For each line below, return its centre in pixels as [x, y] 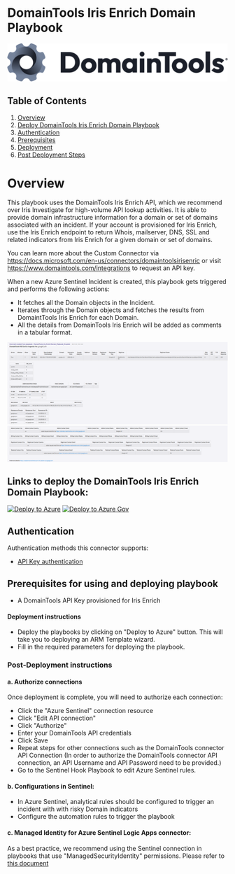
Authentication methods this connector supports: [78, 548]
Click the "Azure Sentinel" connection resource [85, 711]
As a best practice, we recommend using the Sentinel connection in [105, 848]
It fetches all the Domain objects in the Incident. [86, 303]
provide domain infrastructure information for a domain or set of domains [113, 218]
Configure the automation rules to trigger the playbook [96, 817]
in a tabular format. [45, 332]
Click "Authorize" [42, 726]
